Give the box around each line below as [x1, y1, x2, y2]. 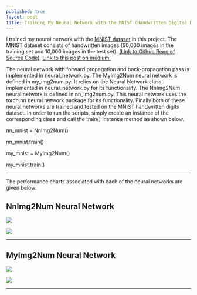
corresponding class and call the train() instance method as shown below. [6, 116, 185, 123]
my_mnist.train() [6, 161, 45, 168]
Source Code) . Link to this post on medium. [6, 54, 111, 62]
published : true [6, 8, 46, 15]
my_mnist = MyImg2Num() [6, 150, 70, 157]
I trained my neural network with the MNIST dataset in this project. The [6, 36, 177, 43]
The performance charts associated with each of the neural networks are [6, 178, 183, 185]
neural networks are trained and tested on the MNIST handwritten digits [6, 103, 180, 110]
